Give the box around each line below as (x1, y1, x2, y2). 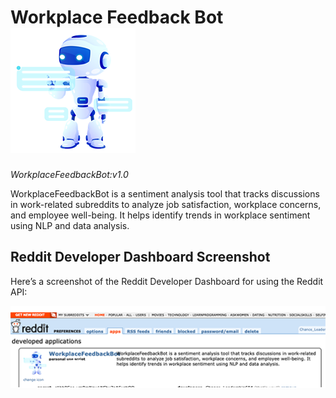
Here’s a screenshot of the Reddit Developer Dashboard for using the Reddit (10, 275, 324, 287)
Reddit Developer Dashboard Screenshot (10, 249, 271, 266)
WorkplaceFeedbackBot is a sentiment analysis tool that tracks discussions (10, 187, 320, 200)
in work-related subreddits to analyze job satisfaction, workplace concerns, (10, 198, 322, 210)
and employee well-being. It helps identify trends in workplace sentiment (10, 209, 311, 221)
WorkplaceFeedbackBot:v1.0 (10, 168, 129, 180)
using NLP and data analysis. (10, 219, 130, 231)
